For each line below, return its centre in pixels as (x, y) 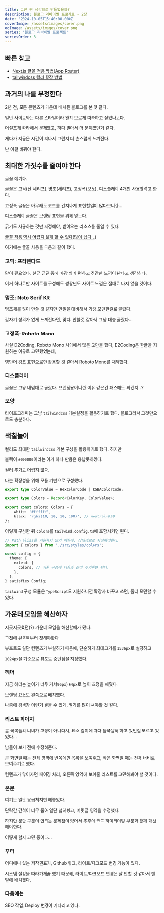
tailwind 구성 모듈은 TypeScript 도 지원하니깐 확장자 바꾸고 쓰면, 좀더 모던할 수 (81, 591)
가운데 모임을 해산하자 (36, 615)
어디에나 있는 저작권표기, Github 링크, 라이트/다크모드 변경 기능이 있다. (72, 863)
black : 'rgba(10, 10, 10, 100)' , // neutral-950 (64, 517)
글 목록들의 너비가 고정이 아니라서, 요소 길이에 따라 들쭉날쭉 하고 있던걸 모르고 (80, 730)
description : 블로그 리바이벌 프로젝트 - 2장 (46, 14)
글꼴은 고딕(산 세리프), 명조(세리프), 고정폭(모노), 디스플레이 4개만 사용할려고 (78, 189)
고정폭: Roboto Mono (30, 334)
